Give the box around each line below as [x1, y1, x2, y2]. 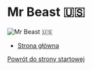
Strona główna [17, 41, 59, 49]
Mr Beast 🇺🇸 [7, 4, 85, 20]
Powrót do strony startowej [7, 55, 85, 63]
